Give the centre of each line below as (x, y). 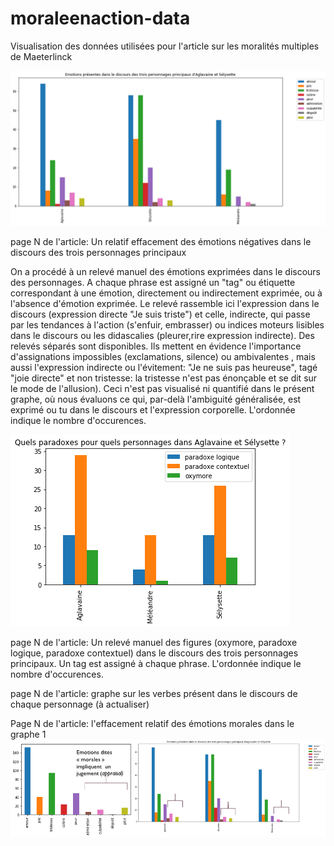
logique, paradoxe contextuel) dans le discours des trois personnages (154, 653)
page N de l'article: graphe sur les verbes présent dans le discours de (154, 693)
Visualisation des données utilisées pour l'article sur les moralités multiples (165, 46)
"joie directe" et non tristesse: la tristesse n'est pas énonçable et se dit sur (164, 378)
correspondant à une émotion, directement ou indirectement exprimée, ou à (166, 293)
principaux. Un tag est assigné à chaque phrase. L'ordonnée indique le (156, 663)
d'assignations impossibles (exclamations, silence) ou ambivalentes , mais (163, 356)
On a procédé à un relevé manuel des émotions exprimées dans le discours (166, 271)
